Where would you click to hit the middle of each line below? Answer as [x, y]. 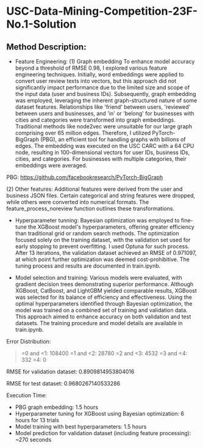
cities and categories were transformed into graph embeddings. [95, 120]
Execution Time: [27, 395]
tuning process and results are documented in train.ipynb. [88, 266]
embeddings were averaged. [51, 165]
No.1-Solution [41, 24]
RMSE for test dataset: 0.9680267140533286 [63, 384]
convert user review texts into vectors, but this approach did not [96, 81]
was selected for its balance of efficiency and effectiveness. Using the [103, 297]
